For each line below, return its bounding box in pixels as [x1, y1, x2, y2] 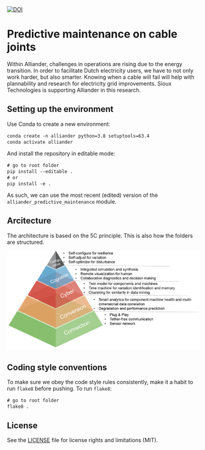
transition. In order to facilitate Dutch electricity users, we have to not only [7, 67, 194, 74]
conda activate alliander [7, 139, 73, 145]
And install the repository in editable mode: [7, 150, 116, 157]
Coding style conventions [7, 362, 108, 372]
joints [7, 40, 36, 54]
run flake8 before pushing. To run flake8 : [7, 385, 112, 393]
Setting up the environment [7, 104, 114, 114]
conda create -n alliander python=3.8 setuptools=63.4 [7, 133, 150, 139]
